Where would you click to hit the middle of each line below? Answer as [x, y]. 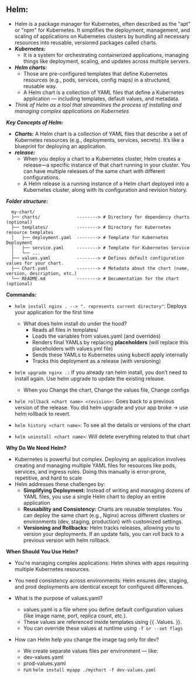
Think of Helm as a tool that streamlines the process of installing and [98, 104]
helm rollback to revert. [42, 413]
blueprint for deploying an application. [61, 146]
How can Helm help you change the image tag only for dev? [87, 639]
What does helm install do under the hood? [75, 323]
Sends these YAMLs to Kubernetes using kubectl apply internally [110, 355]
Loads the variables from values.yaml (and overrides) [96, 336]
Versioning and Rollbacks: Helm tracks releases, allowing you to [102, 528]
